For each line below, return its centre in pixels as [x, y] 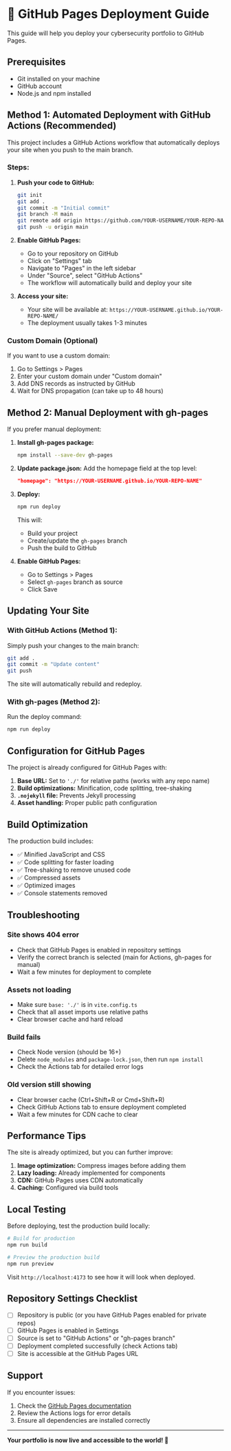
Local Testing [37, 1209]
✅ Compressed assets [49, 877]
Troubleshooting [44, 915]
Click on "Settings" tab [59, 261]
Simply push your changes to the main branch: [73, 645]
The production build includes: [51, 841]
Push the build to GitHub [62, 547]
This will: [30, 520]
